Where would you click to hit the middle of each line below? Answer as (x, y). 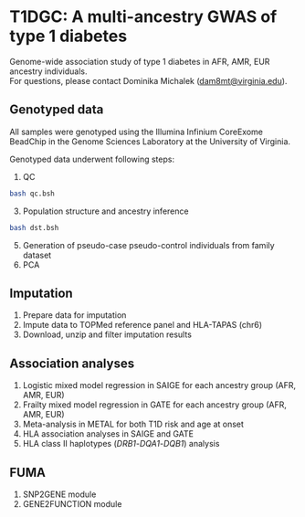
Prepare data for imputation (74, 315)
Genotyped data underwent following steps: (92, 159)
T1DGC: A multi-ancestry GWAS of (143, 17)
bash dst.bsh (34, 227)
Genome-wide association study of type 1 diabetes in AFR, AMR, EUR (140, 61)
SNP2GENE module (59, 494)
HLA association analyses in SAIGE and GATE (108, 434)
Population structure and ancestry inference (105, 211)
